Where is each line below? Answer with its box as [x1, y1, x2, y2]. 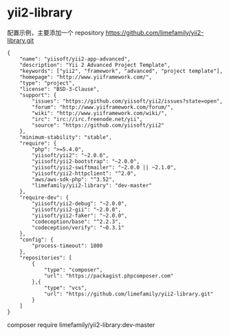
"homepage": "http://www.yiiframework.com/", [19, 74, 153, 81]
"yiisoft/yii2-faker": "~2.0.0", [32, 212, 128, 219]
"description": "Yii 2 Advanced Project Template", [19, 61, 171, 68]
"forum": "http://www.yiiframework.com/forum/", [32, 103, 174, 111]
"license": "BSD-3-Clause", [19, 85, 100, 92]
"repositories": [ [19, 254, 72, 261]
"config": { [19, 236, 54, 243]
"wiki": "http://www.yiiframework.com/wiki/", [32, 109, 168, 116]
